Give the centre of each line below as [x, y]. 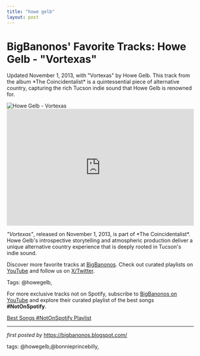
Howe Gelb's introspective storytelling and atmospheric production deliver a [100, 240]
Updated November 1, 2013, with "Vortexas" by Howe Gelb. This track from [99, 75]
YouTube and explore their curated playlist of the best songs [80, 300]
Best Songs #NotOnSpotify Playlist [49, 318]
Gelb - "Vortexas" [52, 59]
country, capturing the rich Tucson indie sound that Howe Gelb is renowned [99, 88]
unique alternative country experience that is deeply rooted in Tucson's [94, 247]
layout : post [23, 17]
